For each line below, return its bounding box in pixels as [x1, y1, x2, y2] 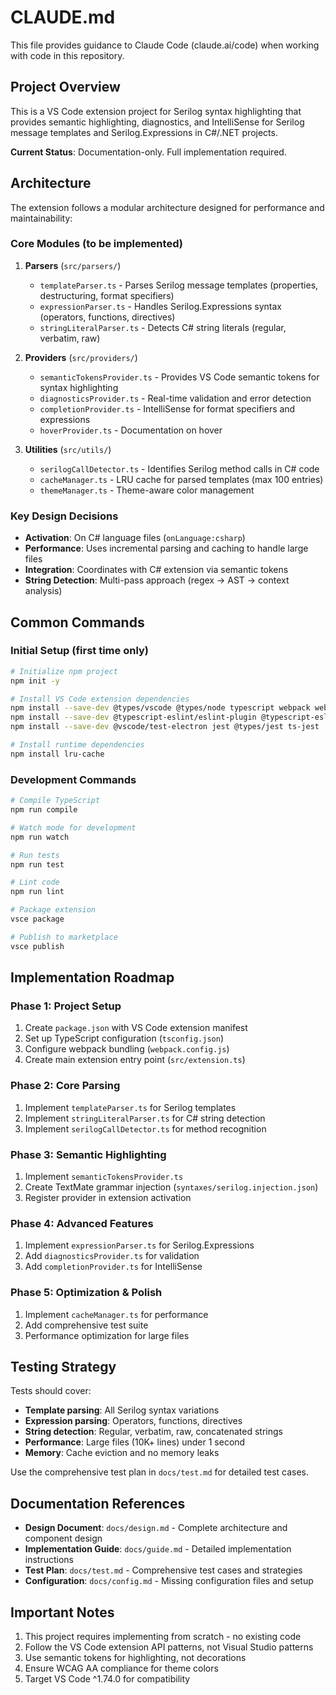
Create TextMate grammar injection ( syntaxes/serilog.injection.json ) [24, 1181, 319, 1193]
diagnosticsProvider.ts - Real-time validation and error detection [39, 392, 312, 404]
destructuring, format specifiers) [39, 289, 175, 301]
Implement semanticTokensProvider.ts [24, 1170, 184, 1182]
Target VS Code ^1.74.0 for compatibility [24, 1672, 191, 1685]
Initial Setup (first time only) [10, 644, 150, 658]
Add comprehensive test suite [24, 1319, 149, 1331]
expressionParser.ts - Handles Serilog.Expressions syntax [39, 300, 282, 312]
